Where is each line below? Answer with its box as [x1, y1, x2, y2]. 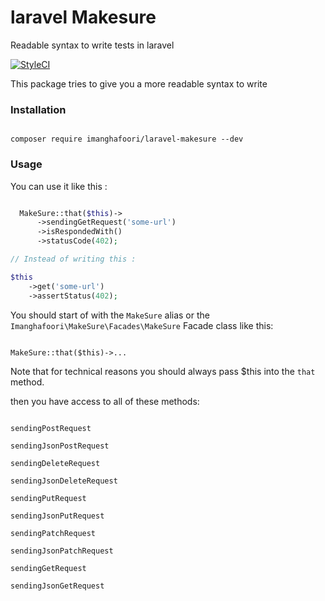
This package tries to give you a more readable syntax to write [10, 77, 268, 90]
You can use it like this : [10, 180, 108, 192]
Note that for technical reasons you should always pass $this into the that [10, 365, 316, 377]
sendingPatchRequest [10, 528, 97, 538]
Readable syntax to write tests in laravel [10, 39, 175, 51]
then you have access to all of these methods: [10, 395, 200, 407]
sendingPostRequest [10, 423, 92, 433]
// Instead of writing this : [10, 254, 137, 265]
